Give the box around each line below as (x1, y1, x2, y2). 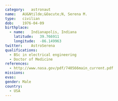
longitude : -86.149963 (14, 39, 62, 44)
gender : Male (5, 79, 31, 84)
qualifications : (5, 48, 38, 52)
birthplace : (5, 25, 29, 30)
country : (5, 84, 23, 89)
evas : (5, 75, 16, 80)
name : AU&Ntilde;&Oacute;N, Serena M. (5, 12, 88, 17)
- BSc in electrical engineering (9, 52, 77, 57)
